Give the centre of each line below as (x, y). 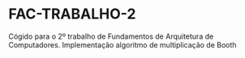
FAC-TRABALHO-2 (72, 14)
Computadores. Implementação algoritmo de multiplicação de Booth (122, 44)
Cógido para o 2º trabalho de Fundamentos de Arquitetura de (111, 36)
